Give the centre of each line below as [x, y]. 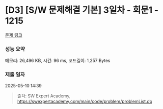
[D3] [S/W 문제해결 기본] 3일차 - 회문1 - [82, 10]
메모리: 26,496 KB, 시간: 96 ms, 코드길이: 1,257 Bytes [58, 61]
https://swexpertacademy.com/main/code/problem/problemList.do [85, 101]
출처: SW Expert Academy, [44, 96]
